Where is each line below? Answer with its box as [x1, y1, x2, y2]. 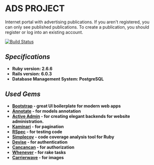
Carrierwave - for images [12, 154, 64, 160]
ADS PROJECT [5, 3, 65, 14]
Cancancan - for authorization [12, 144, 75, 150]
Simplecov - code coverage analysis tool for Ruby [12, 134, 115, 140]
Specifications [5, 53, 50, 61]
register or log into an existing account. [5, 29, 83, 35]
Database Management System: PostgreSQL [12, 76, 104, 82]
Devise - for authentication [12, 139, 68, 145]
